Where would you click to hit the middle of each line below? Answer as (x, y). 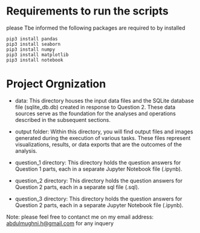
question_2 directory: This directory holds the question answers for (99, 180)
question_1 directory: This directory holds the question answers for (98, 162)
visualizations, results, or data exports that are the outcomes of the (98, 144)
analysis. (26, 151)
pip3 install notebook (35, 60)
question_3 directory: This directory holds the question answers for (98, 199)
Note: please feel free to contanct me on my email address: (80, 217)
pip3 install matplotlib (37, 55)
